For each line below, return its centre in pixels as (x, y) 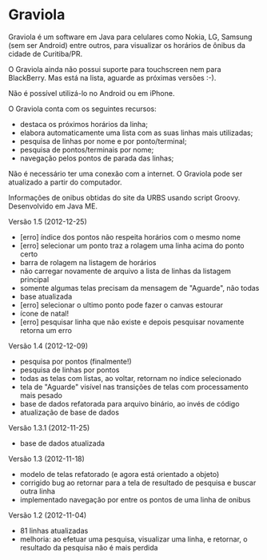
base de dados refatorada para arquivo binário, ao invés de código (130, 403)
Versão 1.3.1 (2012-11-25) (49, 427)
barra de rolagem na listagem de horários (88, 262)
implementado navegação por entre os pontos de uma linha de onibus (135, 499)
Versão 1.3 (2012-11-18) (47, 459)
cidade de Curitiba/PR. (46, 54)
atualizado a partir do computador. (65, 182)
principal (34, 279)
